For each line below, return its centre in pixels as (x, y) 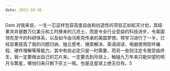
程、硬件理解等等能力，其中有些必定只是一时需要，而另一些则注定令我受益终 (85, 50)
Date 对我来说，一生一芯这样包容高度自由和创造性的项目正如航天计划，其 (82, 25)
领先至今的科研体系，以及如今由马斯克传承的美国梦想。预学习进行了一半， (83, 38)
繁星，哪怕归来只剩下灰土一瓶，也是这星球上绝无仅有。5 (73, 63)
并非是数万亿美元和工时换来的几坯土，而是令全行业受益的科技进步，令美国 (87, 31)
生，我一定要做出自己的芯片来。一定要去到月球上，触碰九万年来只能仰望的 (83, 57)
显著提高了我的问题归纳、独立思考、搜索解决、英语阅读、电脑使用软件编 (85, 44)
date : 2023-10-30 (24, 10)
